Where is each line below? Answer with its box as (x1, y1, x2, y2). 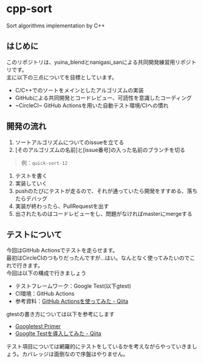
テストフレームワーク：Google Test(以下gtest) (15, 282, 132, 290)
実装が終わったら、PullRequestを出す (15, 202, 109, 210)
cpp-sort (6, 2, 52, 16)
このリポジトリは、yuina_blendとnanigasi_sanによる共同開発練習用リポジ (6, 58, 191, 66)
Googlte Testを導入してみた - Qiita (15, 330, 101, 337)
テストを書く (15, 172, 47, 179)
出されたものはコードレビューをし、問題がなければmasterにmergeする (15, 210, 193, 217)
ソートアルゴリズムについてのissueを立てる (15, 139, 125, 146)
